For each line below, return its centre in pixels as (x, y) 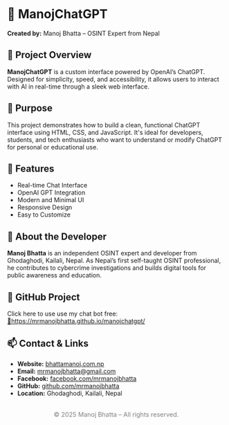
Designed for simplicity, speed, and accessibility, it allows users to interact (113, 79)
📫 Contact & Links (48, 344)
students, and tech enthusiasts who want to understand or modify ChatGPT (115, 139)
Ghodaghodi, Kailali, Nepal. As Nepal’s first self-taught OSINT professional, (114, 261)
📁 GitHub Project (44, 297)
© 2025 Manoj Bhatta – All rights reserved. (116, 414)
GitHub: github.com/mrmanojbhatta (68, 386)
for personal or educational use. (53, 147)
